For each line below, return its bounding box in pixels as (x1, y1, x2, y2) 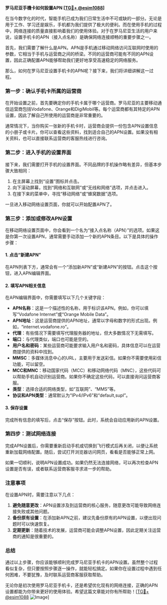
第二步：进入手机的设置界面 (5, 149, 72, 156)
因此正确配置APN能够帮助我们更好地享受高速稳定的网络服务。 (13, 57, 141, 63)
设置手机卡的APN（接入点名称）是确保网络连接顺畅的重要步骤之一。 (13, 34, 154, 40)
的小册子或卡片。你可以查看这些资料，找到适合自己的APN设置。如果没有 (5, 129, 154, 135)
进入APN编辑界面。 (13, 270, 54, 276)
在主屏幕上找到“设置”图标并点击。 (12, 178, 82, 184)
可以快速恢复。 (21, 521, 52, 527)
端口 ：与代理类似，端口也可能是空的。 (12, 336, 91, 342)
